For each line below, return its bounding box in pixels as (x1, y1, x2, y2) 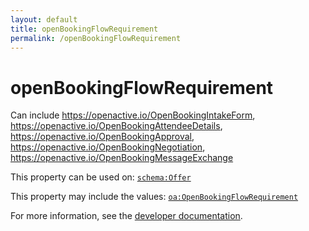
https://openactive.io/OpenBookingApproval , (10, 131, 195, 143)
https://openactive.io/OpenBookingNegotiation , (10, 141, 206, 153)
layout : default (10, 14, 78, 25)
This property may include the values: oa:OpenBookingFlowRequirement (10, 191, 299, 203)
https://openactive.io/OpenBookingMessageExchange (10, 152, 234, 164)
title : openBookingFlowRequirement (10, 24, 159, 34)
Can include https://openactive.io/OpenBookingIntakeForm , (10, 109, 256, 121)
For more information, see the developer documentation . (10, 210, 243, 222)
